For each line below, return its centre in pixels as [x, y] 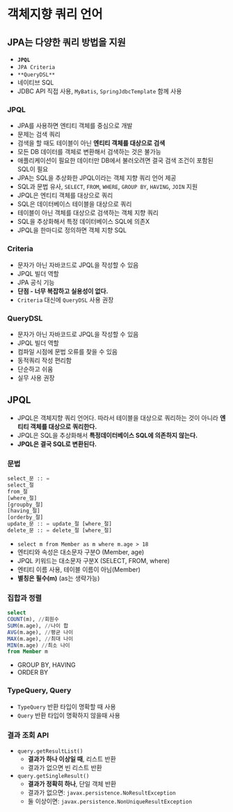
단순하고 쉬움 [35, 369]
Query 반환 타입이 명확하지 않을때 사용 [69, 715]
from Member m [28, 652]
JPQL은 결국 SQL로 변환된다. [57, 444]
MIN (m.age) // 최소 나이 [39, 645]
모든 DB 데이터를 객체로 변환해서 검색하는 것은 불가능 [89, 152]
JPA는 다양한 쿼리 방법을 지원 [67, 42]
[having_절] [24, 511]
